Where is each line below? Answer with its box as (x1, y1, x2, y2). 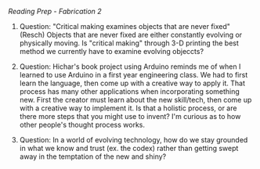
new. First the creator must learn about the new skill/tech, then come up (19, 95, 252, 104)
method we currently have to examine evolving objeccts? (19, 47, 204, 56)
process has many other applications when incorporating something (19, 87, 240, 96)
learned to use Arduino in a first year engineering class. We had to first (19, 70, 248, 79)
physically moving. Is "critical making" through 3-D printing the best (19, 38, 239, 48)
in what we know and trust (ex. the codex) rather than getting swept (19, 144, 239, 153)
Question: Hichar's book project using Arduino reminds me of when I (19, 62, 241, 71)
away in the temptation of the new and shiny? (19, 152, 167, 161)
